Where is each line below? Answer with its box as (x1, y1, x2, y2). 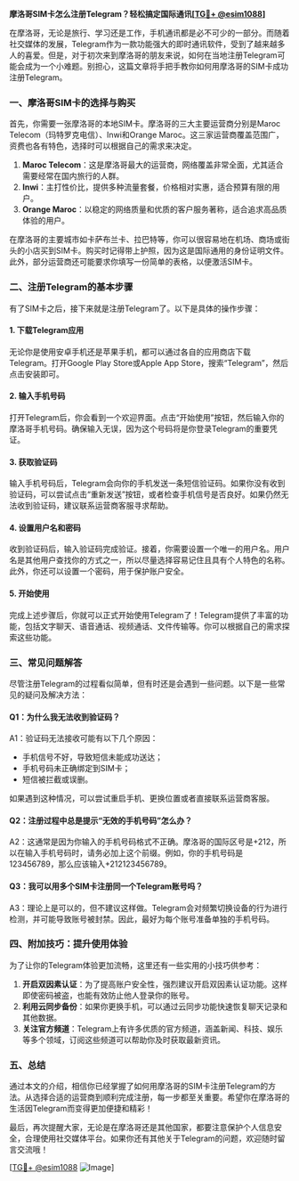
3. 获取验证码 (9, 456, 58, 467)
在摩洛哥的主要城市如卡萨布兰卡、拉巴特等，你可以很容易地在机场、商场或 (9, 234, 282, 245)
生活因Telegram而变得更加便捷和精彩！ (9, 1104, 153, 1114)
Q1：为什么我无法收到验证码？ (9, 712, 120, 722)
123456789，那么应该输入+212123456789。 (9, 859, 172, 869)
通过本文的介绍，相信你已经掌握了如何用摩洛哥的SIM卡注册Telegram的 (9, 1081, 269, 1092)
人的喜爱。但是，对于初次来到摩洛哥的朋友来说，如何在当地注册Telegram (9, 50, 278, 61)
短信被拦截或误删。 (21, 774, 93, 785)
